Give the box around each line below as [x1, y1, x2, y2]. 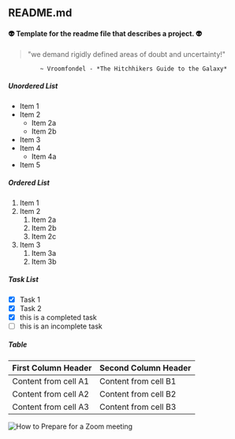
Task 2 [19, 303, 42, 313]
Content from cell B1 [99, 375, 177, 386]
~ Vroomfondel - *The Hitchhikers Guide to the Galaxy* [39, 65, 227, 73]
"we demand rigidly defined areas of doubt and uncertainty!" [27, 49, 226, 58]
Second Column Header [99, 362, 192, 373]
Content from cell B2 [99, 388, 177, 400]
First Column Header [12, 362, 92, 373]
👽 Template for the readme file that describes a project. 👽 [8, 28, 203, 38]
